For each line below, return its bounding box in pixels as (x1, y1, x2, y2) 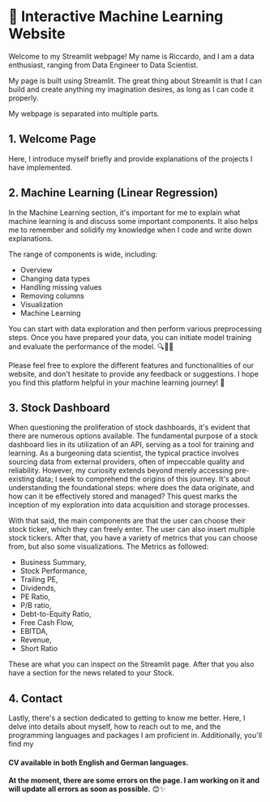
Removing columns (19, 291, 85, 300)
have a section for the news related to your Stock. (8, 668, 175, 678)
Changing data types (19, 274, 91, 283)
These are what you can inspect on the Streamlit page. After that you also (8, 659, 255, 669)
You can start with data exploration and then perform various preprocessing (8, 324, 262, 334)
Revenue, (19, 635, 52, 645)
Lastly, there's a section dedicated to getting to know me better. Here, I (8, 714, 246, 723)
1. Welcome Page (8, 132, 96, 146)
